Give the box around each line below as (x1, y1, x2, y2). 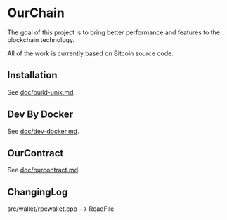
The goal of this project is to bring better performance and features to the (7, 28, 220, 36)
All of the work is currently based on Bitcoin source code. (7, 49, 174, 57)
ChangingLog (7, 186, 68, 198)
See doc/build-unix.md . (7, 88, 76, 96)
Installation (7, 69, 58, 81)
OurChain (7, 5, 65, 21)
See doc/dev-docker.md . (7, 127, 79, 135)
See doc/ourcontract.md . (7, 166, 80, 174)
